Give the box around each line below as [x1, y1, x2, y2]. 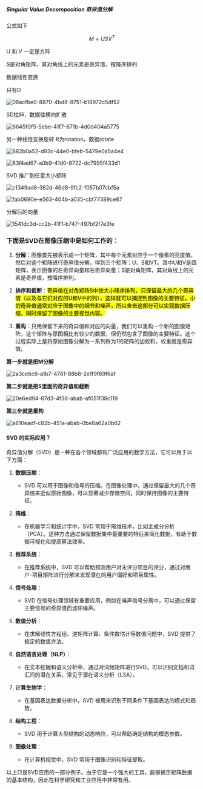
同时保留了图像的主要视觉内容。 [25, 309, 106, 317]
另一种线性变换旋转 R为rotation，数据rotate [6, 135, 115, 142]
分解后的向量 [6, 208, 38, 215]
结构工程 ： [15, 718, 42, 725]
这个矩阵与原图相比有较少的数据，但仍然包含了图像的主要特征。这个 [25, 330, 196, 337]
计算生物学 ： [15, 684, 47, 692]
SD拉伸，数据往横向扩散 [6, 111, 67, 118]
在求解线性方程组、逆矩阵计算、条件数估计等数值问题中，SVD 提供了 [24, 630, 196, 638]
